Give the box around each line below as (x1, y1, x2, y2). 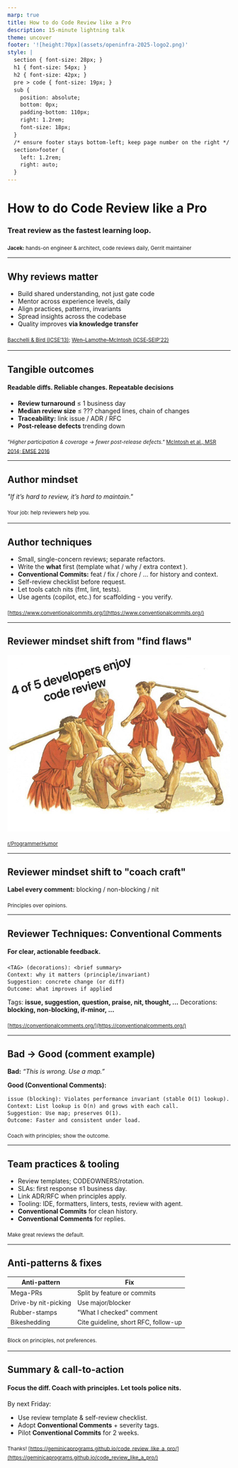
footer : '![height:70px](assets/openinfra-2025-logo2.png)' (7, 41, 189, 49)
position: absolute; (20, 94, 81, 101)
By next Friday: (7, 1399, 52, 1408)
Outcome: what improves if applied (7, 985, 113, 992)
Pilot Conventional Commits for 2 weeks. (17, 1428, 140, 1437)
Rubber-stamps (10, 1308, 58, 1317)
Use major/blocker (76, 1298, 131, 1307)
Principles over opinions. (7, 902, 67, 909)
